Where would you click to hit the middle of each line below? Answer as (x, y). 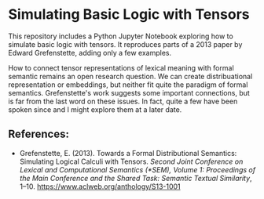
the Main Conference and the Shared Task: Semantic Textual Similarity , (136, 178)
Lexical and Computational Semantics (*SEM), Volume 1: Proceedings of (137, 169)
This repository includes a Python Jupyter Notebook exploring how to (121, 36)
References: (38, 134)
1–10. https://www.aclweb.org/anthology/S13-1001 (100, 186)
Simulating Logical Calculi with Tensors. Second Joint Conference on (131, 161)
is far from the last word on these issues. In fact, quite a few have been (123, 101)
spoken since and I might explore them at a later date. (95, 109)
